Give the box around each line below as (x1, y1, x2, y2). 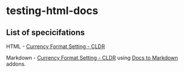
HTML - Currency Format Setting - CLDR (6, 43, 105, 50)
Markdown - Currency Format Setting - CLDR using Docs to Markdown (6, 54, 178, 61)
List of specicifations (6, 28, 86, 37)
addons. (6, 60, 27, 67)
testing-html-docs (6, 4, 98, 18)
